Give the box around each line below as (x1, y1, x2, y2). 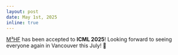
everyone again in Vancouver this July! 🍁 (6, 42, 107, 49)
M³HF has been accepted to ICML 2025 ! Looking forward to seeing (6, 36, 172, 43)
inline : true (6, 20, 39, 25)
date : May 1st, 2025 (6, 14, 58, 20)
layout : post (6, 8, 39, 15)
